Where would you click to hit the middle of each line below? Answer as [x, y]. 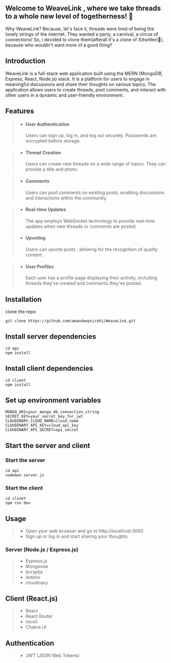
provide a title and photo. [52, 169]
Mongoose [37, 566]
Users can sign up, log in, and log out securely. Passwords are [91, 135]
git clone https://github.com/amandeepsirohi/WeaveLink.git [71, 321]
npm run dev [18, 503]
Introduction [26, 61]
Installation [23, 299]
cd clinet [16, 499]
